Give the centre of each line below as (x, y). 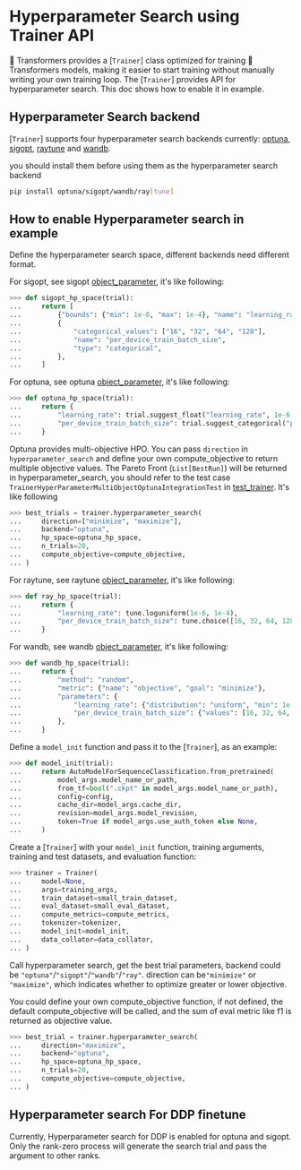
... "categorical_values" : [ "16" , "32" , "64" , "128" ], (138, 331)
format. (23, 264)
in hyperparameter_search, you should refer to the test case (120, 477)
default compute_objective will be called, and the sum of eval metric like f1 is (150, 1011)
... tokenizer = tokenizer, (66, 923)
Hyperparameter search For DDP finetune (128, 1115)
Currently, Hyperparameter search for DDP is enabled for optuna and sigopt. (150, 1136)
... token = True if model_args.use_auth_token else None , (133, 822)
